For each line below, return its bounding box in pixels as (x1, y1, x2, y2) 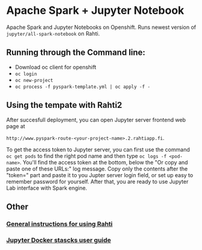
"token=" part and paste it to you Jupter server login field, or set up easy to (6, 171, 194, 178)
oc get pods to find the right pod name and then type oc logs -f (6, 152, 167, 160)
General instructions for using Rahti (6, 219, 113, 228)
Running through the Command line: (6, 48, 146, 58)
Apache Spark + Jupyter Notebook (6, 4, 185, 17)
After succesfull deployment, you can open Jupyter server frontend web (6, 116, 186, 123)
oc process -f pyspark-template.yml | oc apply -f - (14, 84, 151, 90)
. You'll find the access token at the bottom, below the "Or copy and (19, 158, 188, 166)
